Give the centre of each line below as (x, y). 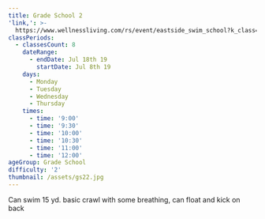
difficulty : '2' (35, 170)
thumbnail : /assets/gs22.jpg (56, 177)
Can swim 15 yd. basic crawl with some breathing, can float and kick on (124, 199)
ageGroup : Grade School (47, 163)
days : (32, 74)
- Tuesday (45, 89)
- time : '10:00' (56, 133)
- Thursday (47, 104)
